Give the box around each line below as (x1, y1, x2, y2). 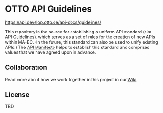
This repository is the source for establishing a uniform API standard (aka (5, 29, 152, 34)
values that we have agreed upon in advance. (5, 49, 96, 55)
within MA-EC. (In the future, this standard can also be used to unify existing (5, 39, 158, 45)
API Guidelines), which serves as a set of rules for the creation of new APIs (5, 34, 156, 40)
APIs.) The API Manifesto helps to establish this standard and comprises (5, 44, 150, 50)
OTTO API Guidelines (5, 3, 92, 15)
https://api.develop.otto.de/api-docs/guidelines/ (5, 19, 101, 25)
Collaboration (5, 64, 47, 72)
